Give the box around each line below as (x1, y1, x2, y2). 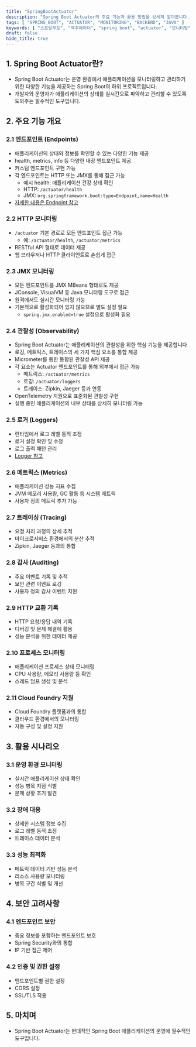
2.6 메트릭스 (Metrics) (6, 468, 68, 476)
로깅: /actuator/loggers (23, 378, 81, 385)
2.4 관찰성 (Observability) (6, 327, 80, 335)
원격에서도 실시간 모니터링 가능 (14, 296, 85, 303)
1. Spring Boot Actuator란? (6, 59, 104, 69)
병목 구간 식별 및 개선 (14, 880, 63, 887)
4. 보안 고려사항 (6, 899, 60, 909)
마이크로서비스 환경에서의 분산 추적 (14, 535, 95, 542)
